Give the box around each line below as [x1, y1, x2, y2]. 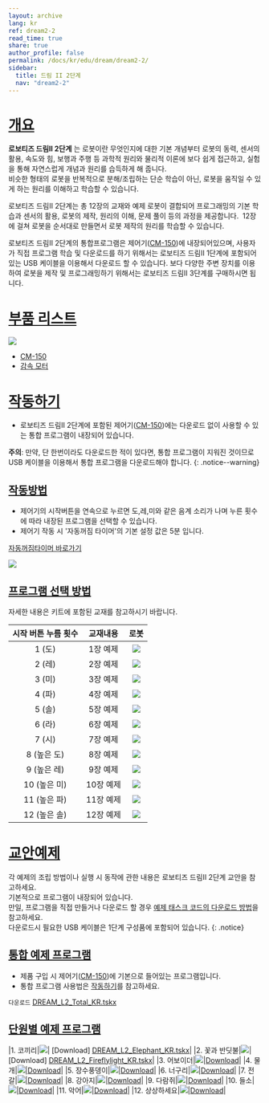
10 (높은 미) [23, 779, 67, 790]
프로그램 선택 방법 [8, 584, 92, 598]
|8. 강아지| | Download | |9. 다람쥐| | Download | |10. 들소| [65, 1075, 255, 1085]
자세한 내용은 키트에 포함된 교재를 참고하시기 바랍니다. [8, 607, 178, 617]
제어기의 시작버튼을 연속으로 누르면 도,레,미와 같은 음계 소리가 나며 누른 [19, 507, 243, 516]
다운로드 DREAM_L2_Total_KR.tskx [8, 997, 117, 1007]
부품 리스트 [8, 310, 77, 328]
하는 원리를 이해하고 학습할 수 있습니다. [16, 184, 139, 193]
